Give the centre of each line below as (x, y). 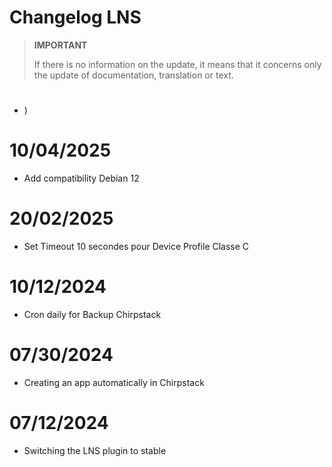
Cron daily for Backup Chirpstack (92, 314)
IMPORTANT (60, 45)
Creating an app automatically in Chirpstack (114, 382)
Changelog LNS (75, 17)
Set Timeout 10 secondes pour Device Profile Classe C (136, 246)
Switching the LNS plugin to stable (95, 450)
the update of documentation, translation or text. (133, 75)
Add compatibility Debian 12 (81, 178)
